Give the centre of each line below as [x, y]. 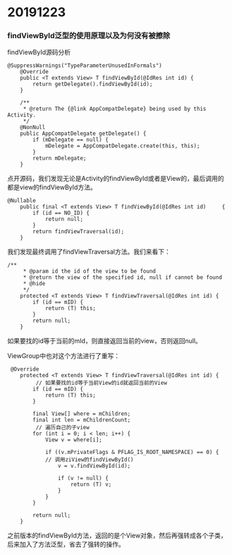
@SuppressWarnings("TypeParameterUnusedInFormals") [85, 66]
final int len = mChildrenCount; [82, 420]
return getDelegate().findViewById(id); [93, 84]
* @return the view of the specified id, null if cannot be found [122, 277]
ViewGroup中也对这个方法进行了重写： [64, 356]
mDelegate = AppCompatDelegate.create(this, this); [122, 146]
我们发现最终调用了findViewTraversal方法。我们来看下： [89, 252]
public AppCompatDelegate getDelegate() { [83, 134]
